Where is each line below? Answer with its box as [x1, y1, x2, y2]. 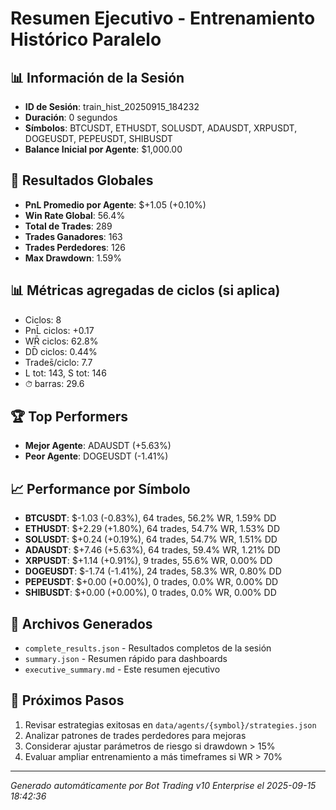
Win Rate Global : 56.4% [24, 209, 126, 221]
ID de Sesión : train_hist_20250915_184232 [24, 101, 200, 112]
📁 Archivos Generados [10, 615, 153, 632]
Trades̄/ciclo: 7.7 [24, 356, 93, 368]
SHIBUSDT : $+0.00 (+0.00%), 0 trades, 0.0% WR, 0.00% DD [24, 587, 277, 599]
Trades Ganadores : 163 [24, 230, 123, 242]
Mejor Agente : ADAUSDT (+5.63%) [24, 440, 172, 452]
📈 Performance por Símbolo [10, 480, 191, 497]
